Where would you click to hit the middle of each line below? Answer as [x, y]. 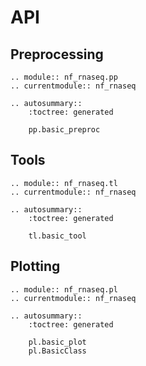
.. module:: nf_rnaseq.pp [64, 77]
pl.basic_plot [57, 342]
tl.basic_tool [57, 236]
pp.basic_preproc [64, 130]
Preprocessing [57, 54]
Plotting [35, 266]
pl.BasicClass [57, 351]
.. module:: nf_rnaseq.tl [64, 183]
